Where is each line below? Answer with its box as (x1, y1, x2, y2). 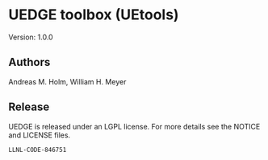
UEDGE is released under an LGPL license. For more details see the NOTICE (8, 121, 261, 131)
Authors (8, 55, 51, 69)
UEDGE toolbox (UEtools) (8, 6, 179, 24)
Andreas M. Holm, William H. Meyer (8, 76, 127, 86)
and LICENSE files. (8, 130, 71, 140)
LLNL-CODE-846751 (8, 146, 67, 154)
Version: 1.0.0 (8, 32, 54, 42)
